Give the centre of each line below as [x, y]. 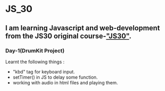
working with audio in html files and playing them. [65, 82]
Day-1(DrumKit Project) [35, 50]
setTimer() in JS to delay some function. [55, 77]
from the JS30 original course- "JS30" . [69, 36]
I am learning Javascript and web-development [83, 28]
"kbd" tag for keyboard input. [44, 71]
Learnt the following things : [35, 62]
